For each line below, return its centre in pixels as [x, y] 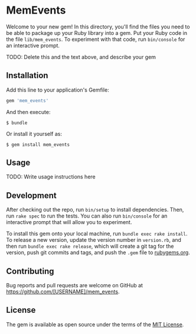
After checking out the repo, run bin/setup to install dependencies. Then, [95, 210]
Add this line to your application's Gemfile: [58, 90]
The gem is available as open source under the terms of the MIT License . [95, 324]
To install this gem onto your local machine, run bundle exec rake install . [97, 234]
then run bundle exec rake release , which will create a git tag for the [90, 247]
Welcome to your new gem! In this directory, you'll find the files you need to [98, 27]
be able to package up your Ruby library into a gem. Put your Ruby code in [97, 33]
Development [32, 195]
